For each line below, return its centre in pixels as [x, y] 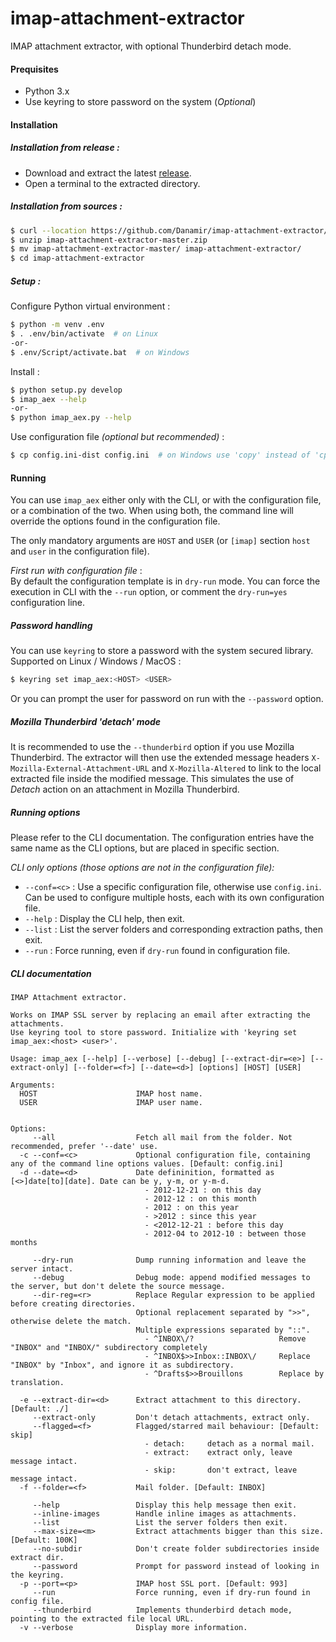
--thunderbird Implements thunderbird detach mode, [162, 1610]
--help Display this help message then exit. [165, 1505]
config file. [37, 1601]
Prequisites [34, 69]
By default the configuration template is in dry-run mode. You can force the [165, 581]
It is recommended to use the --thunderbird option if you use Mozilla [152, 747]
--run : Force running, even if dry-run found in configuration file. [157, 950]
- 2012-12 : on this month [200, 1198]
